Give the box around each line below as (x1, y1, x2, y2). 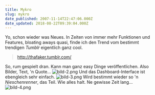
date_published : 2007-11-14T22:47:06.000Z (5, 16, 93, 21)
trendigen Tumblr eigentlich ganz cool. (5, 45, 83, 50)
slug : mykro (5, 12, 29, 17)
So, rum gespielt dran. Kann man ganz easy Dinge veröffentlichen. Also (5, 64, 149, 70)
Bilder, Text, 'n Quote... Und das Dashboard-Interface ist (5, 69, 145, 75)
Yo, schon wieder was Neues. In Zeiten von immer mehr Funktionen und (5, 34, 150, 40)
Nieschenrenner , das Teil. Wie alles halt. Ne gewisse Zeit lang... (5, 79, 133, 85)
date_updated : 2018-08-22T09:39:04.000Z (5, 21, 89, 26)
